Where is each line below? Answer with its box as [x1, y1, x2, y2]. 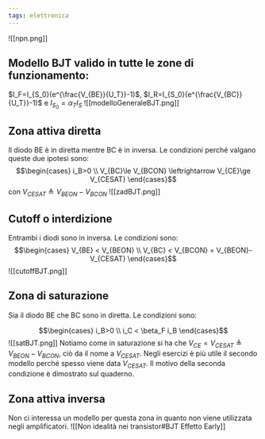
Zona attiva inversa [8, 392, 106, 406]
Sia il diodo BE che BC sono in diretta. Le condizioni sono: [8, 310, 197, 320]
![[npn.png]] [8, 33, 48, 43]
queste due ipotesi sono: [8, 154, 90, 164]
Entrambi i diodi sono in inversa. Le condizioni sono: [8, 233, 179, 242]
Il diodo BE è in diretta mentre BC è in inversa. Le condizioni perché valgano [8, 145, 256, 155]
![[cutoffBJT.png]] [8, 266, 67, 275]
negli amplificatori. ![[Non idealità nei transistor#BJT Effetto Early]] [8, 422, 226, 431]
